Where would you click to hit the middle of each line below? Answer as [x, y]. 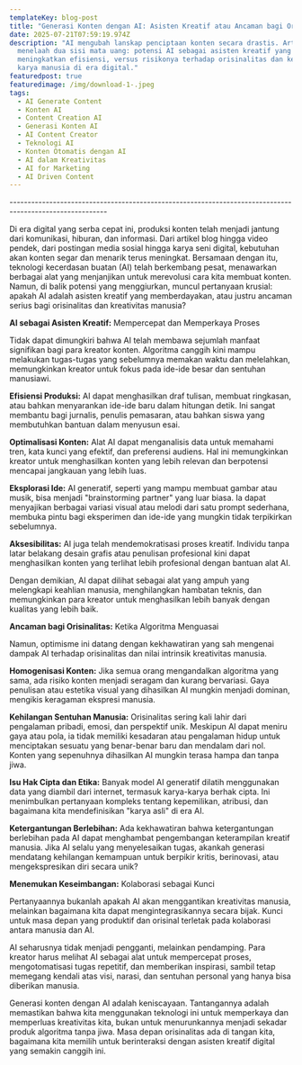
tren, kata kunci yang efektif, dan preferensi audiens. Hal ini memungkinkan [149, 452]
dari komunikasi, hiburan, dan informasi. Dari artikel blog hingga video [139, 238]
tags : [19, 93]
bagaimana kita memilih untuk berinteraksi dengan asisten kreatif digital [142, 1042]
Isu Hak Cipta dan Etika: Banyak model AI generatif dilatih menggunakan [145, 783]
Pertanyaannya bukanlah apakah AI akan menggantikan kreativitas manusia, [150, 901]
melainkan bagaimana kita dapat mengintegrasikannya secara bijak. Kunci [146, 911]
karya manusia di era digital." [78, 68]
